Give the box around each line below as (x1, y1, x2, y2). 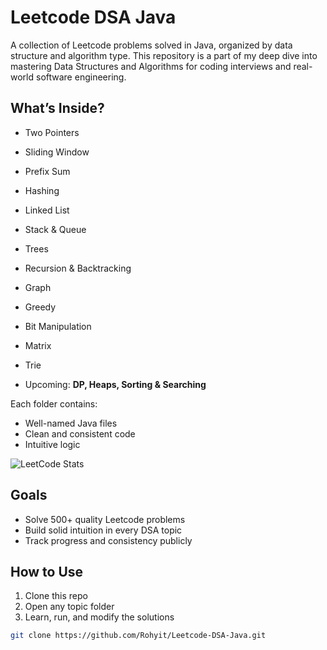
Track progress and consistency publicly (24, 534, 193, 546)
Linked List (24, 204, 70, 216)
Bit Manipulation (24, 320, 92, 332)
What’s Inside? (10, 100, 105, 117)
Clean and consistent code (24, 427, 136, 440)
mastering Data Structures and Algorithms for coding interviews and (10, 60, 292, 72)
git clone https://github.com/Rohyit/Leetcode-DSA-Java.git (10, 631, 267, 641)
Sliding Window (24, 146, 90, 158)
